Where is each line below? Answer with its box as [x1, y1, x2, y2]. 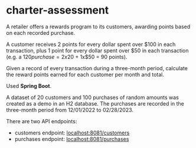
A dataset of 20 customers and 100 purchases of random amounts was [6, 94, 179, 101]
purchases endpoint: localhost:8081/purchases [14, 135, 129, 142]
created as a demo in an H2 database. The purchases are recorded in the [6, 100, 185, 107]
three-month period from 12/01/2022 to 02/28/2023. [6, 106, 134, 113]
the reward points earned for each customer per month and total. [6, 71, 164, 78]
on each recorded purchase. [6, 29, 76, 36]
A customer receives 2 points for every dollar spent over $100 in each [6, 41, 176, 48]
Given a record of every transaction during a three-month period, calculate [6, 64, 188, 71]
